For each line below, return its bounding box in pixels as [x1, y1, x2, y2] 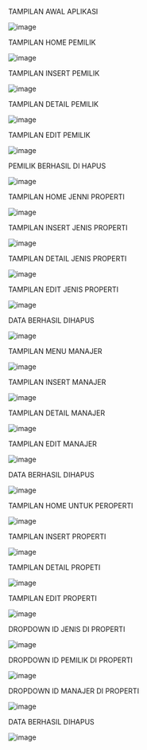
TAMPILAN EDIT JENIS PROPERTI [8, 285, 119, 294]
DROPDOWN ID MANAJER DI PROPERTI [8, 686, 140, 696]
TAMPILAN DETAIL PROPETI [8, 563, 101, 572]
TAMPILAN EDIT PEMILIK [8, 131, 91, 139]
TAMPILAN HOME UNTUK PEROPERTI [8, 501, 133, 510]
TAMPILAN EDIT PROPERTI [8, 594, 97, 603]
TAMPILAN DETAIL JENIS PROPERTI [8, 254, 127, 263]
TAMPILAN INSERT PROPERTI [8, 532, 106, 541]
